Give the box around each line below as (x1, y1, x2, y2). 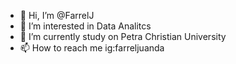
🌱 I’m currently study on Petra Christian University (19, 31, 227, 42)
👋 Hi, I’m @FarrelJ (19, 10, 95, 21)
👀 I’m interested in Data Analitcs (19, 20, 152, 32)
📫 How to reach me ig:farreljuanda (19, 42, 165, 54)
